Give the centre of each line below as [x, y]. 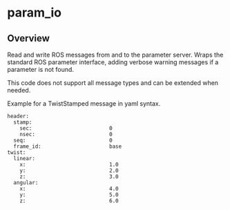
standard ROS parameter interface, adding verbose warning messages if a [113, 62]
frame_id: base [68, 146]
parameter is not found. [41, 69]
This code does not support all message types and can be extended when [113, 83]
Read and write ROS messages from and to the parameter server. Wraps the [115, 55]
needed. [19, 90]
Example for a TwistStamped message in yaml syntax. [84, 104]
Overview [29, 38]
